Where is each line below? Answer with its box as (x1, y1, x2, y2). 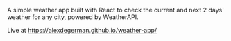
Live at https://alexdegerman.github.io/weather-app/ (7, 27, 157, 34)
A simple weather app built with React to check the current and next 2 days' (7, 6, 224, 14)
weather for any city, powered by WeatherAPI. (7, 13, 139, 21)
